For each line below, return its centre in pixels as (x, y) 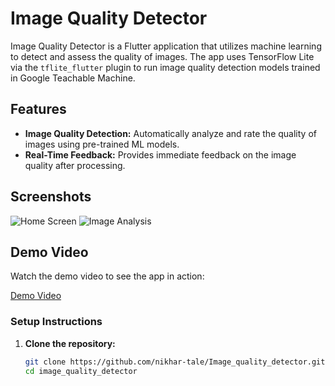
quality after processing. (75, 165)
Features (38, 109)
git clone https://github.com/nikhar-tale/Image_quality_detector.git (175, 362)
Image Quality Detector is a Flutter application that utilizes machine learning (166, 46)
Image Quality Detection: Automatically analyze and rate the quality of (170, 133)
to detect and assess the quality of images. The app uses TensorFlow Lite (162, 56)
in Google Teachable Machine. (73, 78)
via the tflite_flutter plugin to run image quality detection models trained (165, 67)
